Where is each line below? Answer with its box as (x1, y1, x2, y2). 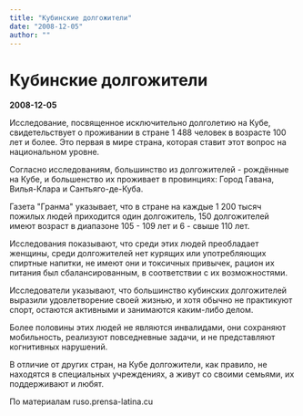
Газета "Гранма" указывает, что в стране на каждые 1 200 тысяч (9, 202, 262, 213)
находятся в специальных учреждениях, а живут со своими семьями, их (9, 369, 295, 380)
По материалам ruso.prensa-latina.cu (9, 396, 153, 407)
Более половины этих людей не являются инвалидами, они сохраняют (9, 322, 287, 333)
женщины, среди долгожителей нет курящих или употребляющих (9, 248, 267, 259)
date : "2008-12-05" (9, 22, 84, 31)
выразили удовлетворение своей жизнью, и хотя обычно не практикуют (9, 295, 293, 306)
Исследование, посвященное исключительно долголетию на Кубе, (9, 118, 271, 129)
